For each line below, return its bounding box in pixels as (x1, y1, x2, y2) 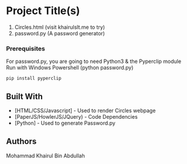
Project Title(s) (6, 4, 80, 18)
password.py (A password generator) (14, 29, 106, 36)
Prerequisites (6, 44, 45, 52)
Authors (6, 136, 37, 146)
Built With (6, 91, 43, 101)
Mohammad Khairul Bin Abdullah (6, 152, 85, 159)
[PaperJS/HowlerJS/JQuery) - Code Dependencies (14, 113, 138, 121)
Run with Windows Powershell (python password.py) (6, 64, 134, 71)
